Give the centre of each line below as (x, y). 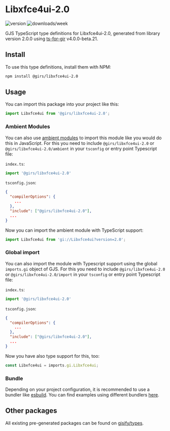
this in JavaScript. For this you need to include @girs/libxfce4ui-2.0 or (80, 143)
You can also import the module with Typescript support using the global (81, 263)
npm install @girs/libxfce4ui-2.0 (42, 76)
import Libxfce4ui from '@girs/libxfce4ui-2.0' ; (58, 114)
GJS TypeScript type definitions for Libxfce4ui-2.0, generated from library (83, 33)
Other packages (31, 411)
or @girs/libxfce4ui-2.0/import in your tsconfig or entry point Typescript (83, 274)
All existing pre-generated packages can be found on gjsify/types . (74, 423)
